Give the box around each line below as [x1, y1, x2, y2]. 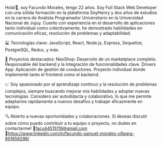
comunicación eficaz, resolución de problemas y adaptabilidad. [5, 30, 132, 36]
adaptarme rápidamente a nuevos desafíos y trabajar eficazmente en [5, 99, 143, 104]
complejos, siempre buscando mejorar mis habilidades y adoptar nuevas [5, 88, 150, 94]
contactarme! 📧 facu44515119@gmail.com [5, 126, 88, 131]
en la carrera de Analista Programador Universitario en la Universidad [5, 15, 144, 20]
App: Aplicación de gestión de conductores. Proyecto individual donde [5, 67, 146, 72]
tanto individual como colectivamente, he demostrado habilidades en [5, 25, 143, 31]
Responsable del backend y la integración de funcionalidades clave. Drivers [5, 61, 156, 67]
